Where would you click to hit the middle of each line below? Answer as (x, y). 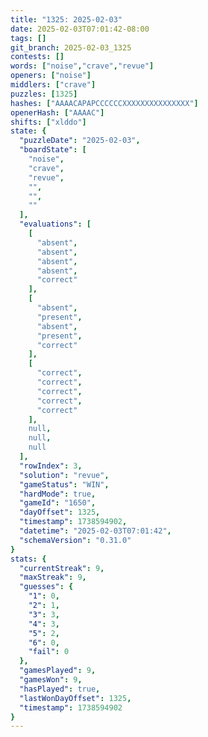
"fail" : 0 (49, 652)
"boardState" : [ (53, 150)
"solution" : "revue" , (64, 475)
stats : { (28, 559)
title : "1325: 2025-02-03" (66, 19)
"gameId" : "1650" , (58, 503)
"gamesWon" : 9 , (51, 680)
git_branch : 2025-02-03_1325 (71, 47)
